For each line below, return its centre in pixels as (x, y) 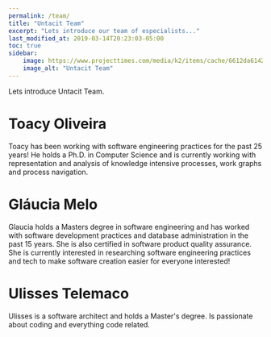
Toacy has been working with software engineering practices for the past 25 (135, 146)
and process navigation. (48, 172)
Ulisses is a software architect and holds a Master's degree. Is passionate (131, 316)
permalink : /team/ (39, 16)
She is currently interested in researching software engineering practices (130, 252)
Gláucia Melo (53, 204)
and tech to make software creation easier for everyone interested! (119, 261)
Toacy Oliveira (58, 124)
